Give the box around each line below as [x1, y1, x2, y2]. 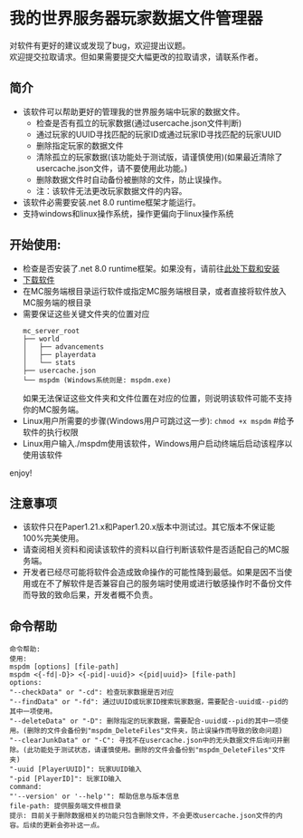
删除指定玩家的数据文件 [35, 140, 124, 150]
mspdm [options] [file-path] [9, 662, 119, 671]
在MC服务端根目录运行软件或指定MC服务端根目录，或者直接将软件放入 [22, 285, 287, 296]
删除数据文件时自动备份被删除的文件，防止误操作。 [35, 174, 227, 185]
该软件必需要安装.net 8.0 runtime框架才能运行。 [22, 197, 201, 207]
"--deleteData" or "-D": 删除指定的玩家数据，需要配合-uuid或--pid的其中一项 [9, 717, 282, 726]
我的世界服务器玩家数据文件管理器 [9, 8, 264, 29]
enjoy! [9, 467, 33, 478]
